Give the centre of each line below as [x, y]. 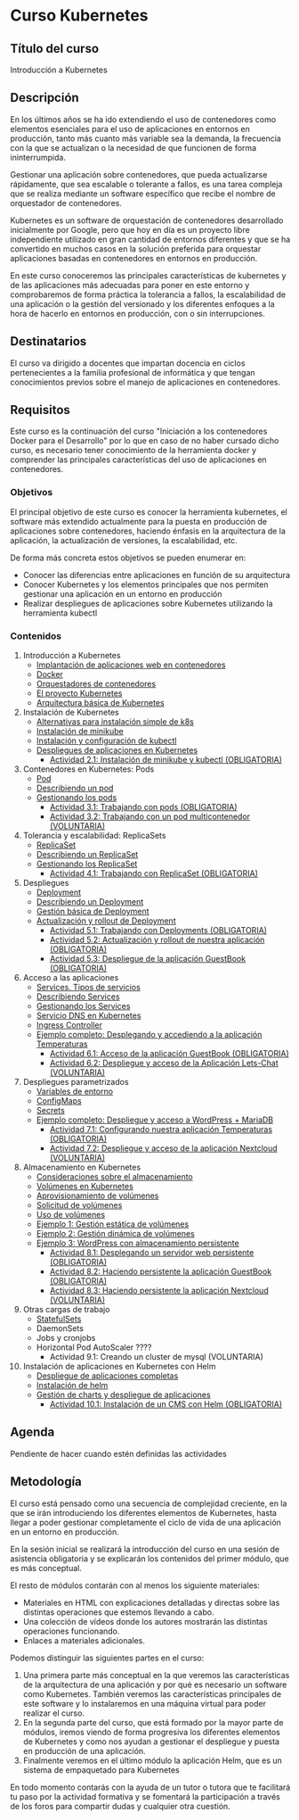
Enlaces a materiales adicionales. [84, 1640]
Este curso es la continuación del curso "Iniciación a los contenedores [139, 431]
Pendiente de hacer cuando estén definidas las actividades [119, 1453]
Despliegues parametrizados [76, 1082]
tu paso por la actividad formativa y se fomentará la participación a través [145, 1796]
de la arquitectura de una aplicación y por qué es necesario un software [155, 1684]
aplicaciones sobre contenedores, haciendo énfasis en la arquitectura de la [148, 531]
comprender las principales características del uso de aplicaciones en [138, 459]
